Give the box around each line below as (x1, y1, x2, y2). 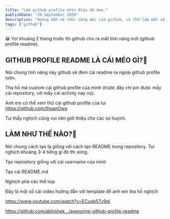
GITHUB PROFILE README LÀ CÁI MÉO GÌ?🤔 (5, 56, 148, 64)
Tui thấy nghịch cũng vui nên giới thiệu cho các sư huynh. (5, 115, 126, 121)
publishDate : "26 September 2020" (5, 12, 79, 17)
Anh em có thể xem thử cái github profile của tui (5, 100, 106, 106)
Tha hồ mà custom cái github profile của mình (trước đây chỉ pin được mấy (5, 85, 161, 91)
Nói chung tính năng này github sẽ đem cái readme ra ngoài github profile (5, 69, 160, 75)
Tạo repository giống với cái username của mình (5, 158, 107, 165)
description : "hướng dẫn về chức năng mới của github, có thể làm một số (5, 17, 165, 22)
